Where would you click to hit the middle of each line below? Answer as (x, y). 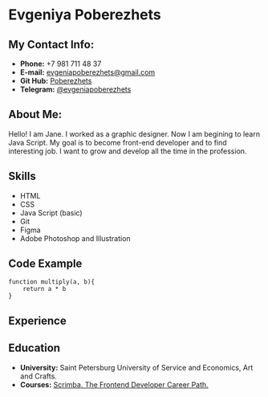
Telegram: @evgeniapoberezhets (75, 89)
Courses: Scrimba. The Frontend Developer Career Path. (114, 384)
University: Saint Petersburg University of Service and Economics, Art (136, 367)
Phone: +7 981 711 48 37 (61, 63)
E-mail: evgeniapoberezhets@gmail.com (87, 72)
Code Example (45, 264)
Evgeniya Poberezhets (85, 15)
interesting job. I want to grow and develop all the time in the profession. (128, 151)
